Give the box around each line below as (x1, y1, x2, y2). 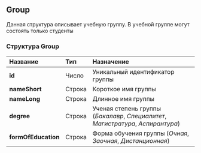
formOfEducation (9, 133, 60, 142)
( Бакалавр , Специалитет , (92, 112, 167, 121)
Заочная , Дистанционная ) (92, 137, 170, 145)
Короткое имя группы (92, 85, 157, 94)
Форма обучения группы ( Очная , (92, 129, 190, 137)
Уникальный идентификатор (92, 68, 175, 76)
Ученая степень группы (92, 104, 162, 113)
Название (9, 58, 39, 66)
